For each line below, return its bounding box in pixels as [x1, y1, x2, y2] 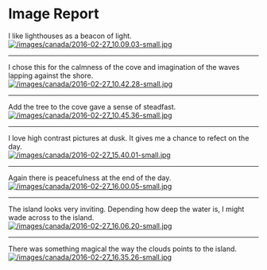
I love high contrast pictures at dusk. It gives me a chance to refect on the [8, 133, 250, 143]
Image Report [8, 5, 99, 23]
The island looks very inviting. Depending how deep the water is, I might [8, 204, 245, 214]
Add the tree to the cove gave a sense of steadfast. [8, 102, 176, 111]
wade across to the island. [8, 212, 95, 222]
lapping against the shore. [8, 71, 94, 80]
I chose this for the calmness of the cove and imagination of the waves [8, 62, 240, 71]
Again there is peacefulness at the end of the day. [8, 172, 172, 183]
